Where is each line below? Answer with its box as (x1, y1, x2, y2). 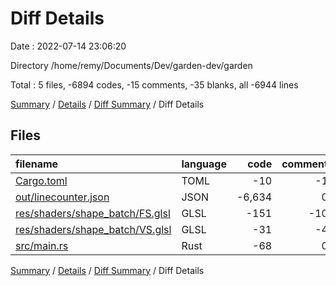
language (181, 157, 227, 171)
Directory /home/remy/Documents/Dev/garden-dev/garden (10, 59, 253, 71)
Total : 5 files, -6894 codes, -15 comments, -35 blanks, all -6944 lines (10, 78, 299, 91)
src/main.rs (15, 238, 69, 252)
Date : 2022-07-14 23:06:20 (10, 40, 127, 52)
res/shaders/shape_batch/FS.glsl (15, 206, 171, 220)
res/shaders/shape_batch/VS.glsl (15, 222, 172, 236)
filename (15, 157, 59, 171)
